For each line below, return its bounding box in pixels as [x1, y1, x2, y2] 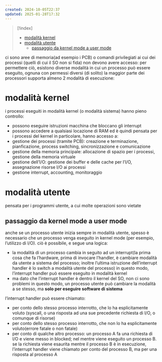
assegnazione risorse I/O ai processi [12, 164, 86, 170]
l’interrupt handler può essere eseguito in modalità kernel [12, 270, 127, 276]
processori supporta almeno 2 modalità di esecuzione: [5, 75, 115, 81]
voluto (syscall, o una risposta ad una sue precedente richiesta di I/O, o [12, 310, 155, 316]
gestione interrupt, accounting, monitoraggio [12, 169, 102, 176]
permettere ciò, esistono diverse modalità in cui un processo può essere [5, 64, 150, 71]
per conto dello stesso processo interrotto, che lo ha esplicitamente [12, 305, 148, 311]
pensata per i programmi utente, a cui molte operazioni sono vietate [5, 203, 142, 209]
